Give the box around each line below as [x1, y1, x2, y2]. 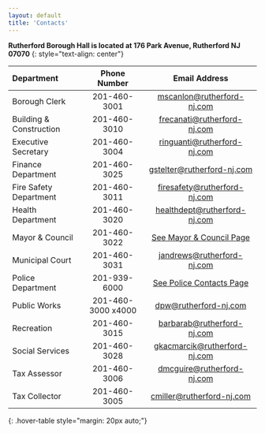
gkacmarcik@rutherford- [153, 340, 248, 351]
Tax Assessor [12, 368, 62, 379]
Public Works [12, 300, 62, 311]
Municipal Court [12, 254, 72, 265]
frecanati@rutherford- [159, 114, 243, 125]
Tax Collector [12, 390, 62, 401]
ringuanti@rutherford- [159, 136, 243, 147]
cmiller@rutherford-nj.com [151, 390, 251, 401]
